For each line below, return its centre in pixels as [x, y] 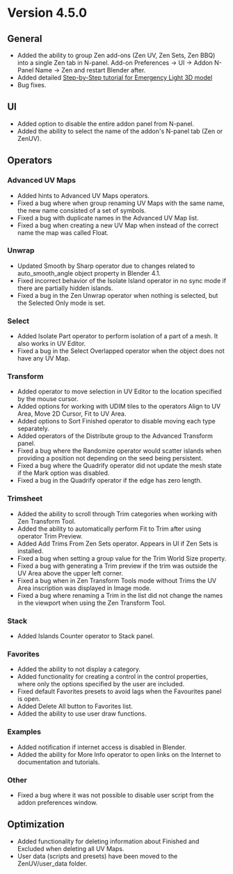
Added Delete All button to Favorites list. [75, 707]
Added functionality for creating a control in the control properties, [113, 677]
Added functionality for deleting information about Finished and [108, 841]
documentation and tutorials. [58, 762]
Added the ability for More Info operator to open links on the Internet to [119, 754]
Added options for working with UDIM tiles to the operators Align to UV [119, 407]
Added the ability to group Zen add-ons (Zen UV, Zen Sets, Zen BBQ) [116, 55]
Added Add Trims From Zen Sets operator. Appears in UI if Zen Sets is [118, 543]
